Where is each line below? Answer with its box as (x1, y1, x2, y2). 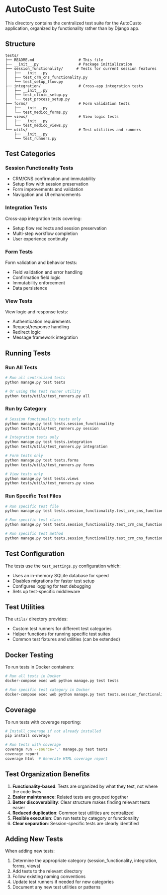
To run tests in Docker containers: (5, 664, 75, 670)
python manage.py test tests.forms (5, 457, 79, 462)
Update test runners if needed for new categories (12, 879, 114, 885)
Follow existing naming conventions (12, 874, 86, 880)
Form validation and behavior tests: (5, 259, 78, 265)
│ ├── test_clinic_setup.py (5, 92, 68, 97)
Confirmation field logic (12, 274, 61, 280)
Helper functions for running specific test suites (12, 631, 110, 637)
